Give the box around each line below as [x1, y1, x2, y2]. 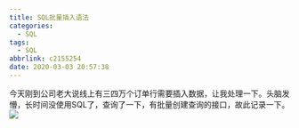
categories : [9, 21, 53, 30]
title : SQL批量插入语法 [9, 12, 89, 22]
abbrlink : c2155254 [9, 54, 82, 63]
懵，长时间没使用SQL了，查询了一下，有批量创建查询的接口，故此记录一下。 [9, 99, 290, 109]
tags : [9, 37, 29, 47]
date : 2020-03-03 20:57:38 [9, 63, 109, 72]
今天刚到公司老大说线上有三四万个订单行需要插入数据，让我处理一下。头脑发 [9, 88, 290, 99]
